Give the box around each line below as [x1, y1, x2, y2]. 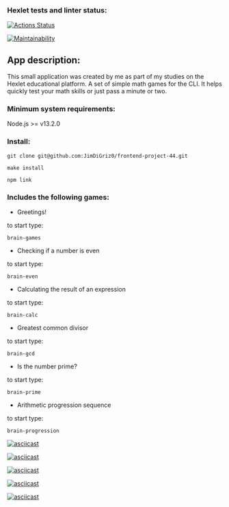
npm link [7, 176, 32, 183]
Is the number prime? [16, 362, 77, 370]
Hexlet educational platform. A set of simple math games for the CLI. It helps [7, 80, 222, 88]
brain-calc [7, 311, 38, 318]
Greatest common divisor [16, 324, 89, 331]
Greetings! [16, 208, 46, 216]
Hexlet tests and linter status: [7, 5, 107, 15]
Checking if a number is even [16, 246, 100, 255]
